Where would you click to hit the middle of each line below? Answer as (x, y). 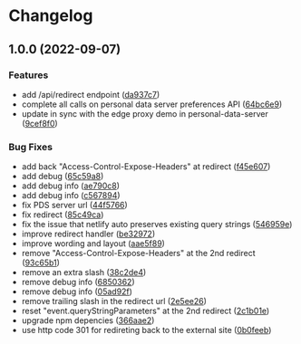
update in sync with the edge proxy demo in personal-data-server (145, 113)
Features (29, 75)
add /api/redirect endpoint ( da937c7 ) (91, 94)
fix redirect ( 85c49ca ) (63, 215)
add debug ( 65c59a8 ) (63, 177)
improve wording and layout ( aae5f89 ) (93, 244)
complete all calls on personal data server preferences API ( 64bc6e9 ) (152, 104)
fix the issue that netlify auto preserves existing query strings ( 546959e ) (157, 225)
